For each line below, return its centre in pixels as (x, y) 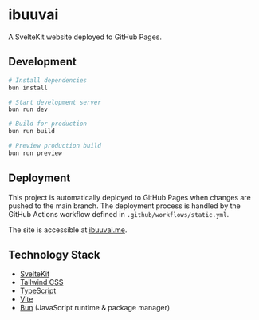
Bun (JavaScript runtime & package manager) (95, 308)
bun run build (32, 132)
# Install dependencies (48, 80)
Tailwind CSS (41, 282)
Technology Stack (54, 254)
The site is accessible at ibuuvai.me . (68, 230)
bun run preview (35, 153)
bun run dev (28, 109)
